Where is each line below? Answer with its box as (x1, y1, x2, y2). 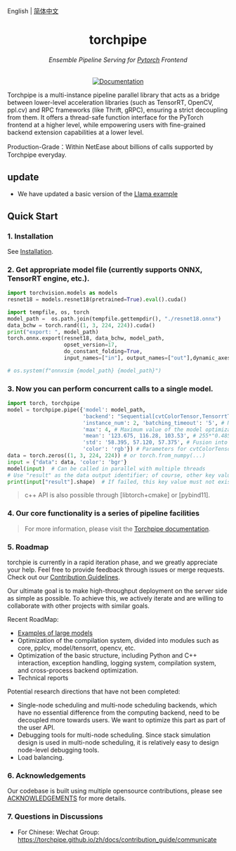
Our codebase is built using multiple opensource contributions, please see (7, 787, 223, 795)
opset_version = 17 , (63, 341, 118, 349)
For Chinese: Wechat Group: (17, 828, 100, 836)
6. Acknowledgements (7, 771, 86, 780)
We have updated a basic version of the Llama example (17, 190, 178, 198)
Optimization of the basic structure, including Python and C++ (17, 651, 198, 660)
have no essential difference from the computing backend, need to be (17, 708, 220, 717)
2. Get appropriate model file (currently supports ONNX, (7, 264, 203, 274)
